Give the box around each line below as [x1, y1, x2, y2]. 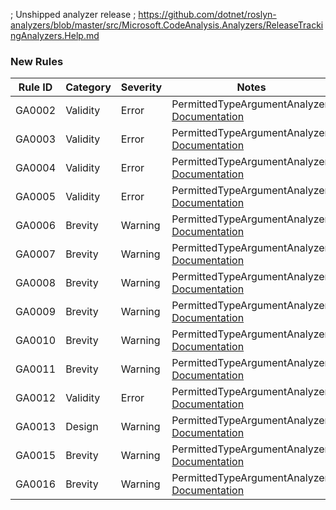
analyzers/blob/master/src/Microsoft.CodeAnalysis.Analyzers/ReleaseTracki [10, 19, 324, 31]
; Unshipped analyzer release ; [10, 9, 137, 20]
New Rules [10, 54, 64, 68]
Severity [120, 80, 163, 94]
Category [65, 80, 112, 94]
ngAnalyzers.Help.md [10, 30, 100, 41]
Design [65, 420, 99, 434]
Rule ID [18, 80, 53, 94]
